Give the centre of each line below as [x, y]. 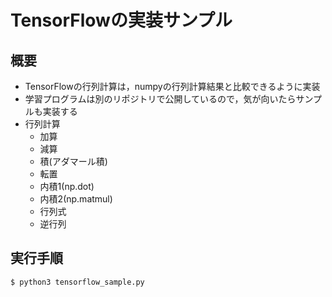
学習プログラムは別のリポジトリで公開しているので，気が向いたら [160, 99]
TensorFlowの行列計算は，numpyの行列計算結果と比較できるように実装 [172, 86]
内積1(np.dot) [67, 186]
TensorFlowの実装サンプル [121, 20]
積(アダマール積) [73, 161]
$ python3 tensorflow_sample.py [77, 282]
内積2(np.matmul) [76, 199]
